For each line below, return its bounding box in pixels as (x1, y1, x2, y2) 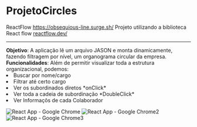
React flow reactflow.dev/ (6, 29, 67, 36)
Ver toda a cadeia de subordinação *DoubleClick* (13, 90, 135, 98)
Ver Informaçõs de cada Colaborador (13, 96, 104, 103)
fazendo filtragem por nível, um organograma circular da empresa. (6, 53, 167, 60)
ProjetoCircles (6, 4, 77, 18)
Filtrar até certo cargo (13, 78, 66, 85)
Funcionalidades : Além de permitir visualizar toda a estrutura (6, 59, 155, 66)
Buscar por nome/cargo (13, 72, 72, 79)
